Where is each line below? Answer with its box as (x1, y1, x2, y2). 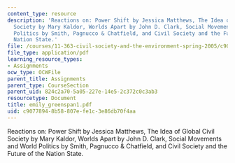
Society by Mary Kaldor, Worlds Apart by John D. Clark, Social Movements (7, 134, 222, 143)
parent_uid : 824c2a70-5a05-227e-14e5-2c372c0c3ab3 (7, 88, 158, 95)
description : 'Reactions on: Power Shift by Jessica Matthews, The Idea (7, 17, 224, 24)
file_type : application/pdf (7, 50, 90, 57)
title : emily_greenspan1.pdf (7, 101, 92, 108)
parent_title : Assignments (7, 75, 86, 83)
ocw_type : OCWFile (7, 69, 61, 76)
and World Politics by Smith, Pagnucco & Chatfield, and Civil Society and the (7, 141, 228, 150)
